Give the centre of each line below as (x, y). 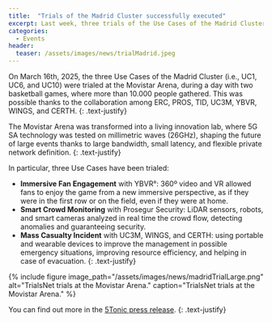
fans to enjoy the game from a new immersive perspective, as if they (134, 192)
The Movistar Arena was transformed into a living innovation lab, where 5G (133, 127)
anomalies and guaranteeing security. (83, 227)
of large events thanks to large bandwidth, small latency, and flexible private (135, 144)
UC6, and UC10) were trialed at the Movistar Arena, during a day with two (131, 85)
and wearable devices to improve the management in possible (124, 244)
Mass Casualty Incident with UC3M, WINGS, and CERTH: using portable (142, 235)
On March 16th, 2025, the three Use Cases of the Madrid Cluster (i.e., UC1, (133, 76)
